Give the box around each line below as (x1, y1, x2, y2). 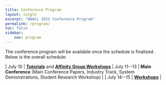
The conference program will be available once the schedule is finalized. (5, 48, 155, 55)
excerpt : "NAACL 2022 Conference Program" (5, 16, 95, 21)
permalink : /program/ (5, 21, 50, 26)
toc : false (5, 26, 28, 31)
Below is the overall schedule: (5, 54, 66, 60)
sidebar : (5, 30, 23, 35)
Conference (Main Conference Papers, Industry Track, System (5, 69, 135, 75)
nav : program (14, 35, 41, 40)
